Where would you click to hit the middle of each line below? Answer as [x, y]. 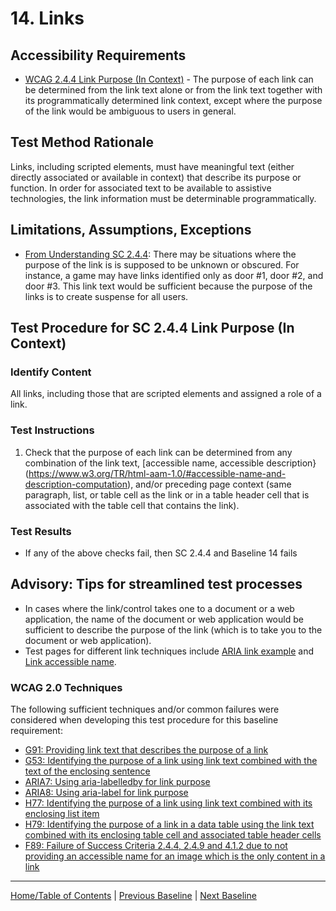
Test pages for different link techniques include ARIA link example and [169, 651]
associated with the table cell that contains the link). [132, 505]
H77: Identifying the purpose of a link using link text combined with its [168, 803]
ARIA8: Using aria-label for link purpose [106, 793]
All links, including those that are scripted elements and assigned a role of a [166, 394]
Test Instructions [52, 430]
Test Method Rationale [82, 142]
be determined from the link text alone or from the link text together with [173, 90]
